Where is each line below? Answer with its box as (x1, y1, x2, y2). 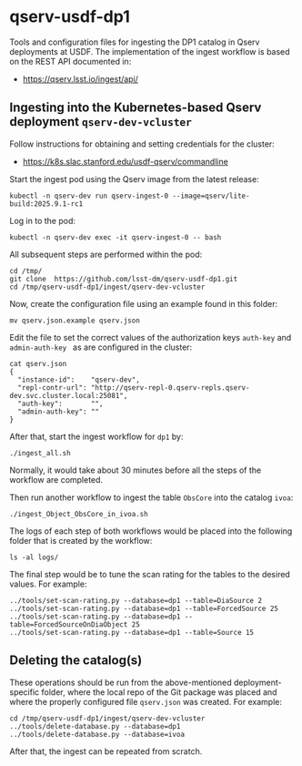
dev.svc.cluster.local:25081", (9, 391, 128, 400)
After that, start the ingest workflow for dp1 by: (9, 431, 184, 442)
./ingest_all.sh (9, 448, 71, 457)
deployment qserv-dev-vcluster (9, 114, 193, 129)
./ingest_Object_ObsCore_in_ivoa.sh (9, 509, 148, 518)
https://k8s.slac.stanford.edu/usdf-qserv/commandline (22, 156, 229, 167)
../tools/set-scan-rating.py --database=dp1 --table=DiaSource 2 (9, 596, 262, 605)
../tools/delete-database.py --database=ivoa (9, 730, 185, 739)
